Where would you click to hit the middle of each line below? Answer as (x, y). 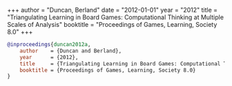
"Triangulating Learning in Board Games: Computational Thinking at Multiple (116, 17)
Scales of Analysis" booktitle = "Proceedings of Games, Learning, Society (112, 24)
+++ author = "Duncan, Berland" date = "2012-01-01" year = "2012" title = (113, 10)
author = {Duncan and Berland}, (71, 51)
